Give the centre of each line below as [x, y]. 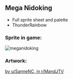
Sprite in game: [24, 38]
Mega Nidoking [29, 8]
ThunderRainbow [29, 25]
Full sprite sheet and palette [40, 20]
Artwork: [16, 61]
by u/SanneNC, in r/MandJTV [35, 71]
